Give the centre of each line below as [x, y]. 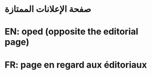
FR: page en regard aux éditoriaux [76, 65]
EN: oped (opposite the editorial [72, 32]
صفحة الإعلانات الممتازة [48, 9]
